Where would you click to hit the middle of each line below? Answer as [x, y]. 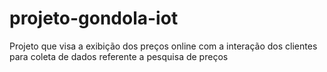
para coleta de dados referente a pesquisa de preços [119, 56]
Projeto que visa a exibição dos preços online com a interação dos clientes [163, 46]
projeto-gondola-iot [94, 18]
